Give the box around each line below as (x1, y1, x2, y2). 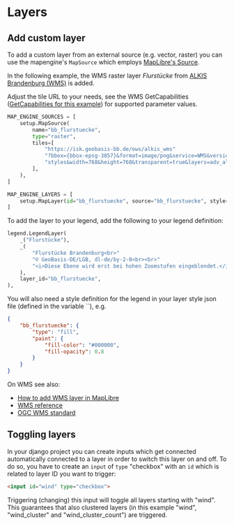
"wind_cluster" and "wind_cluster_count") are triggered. (7, 511, 168, 519)
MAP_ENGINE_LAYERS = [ (7, 191, 73, 198)
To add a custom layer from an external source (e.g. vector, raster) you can (7, 50, 223, 59)
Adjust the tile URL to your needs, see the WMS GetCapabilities (7, 92, 189, 101)
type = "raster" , (32, 133, 77, 140)
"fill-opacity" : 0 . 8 (44, 348, 104, 355)
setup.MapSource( (19, 119, 70, 126)
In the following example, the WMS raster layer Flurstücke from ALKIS (7, 71, 208, 80)
